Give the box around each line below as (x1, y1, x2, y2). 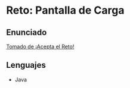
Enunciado (6, 27, 47, 37)
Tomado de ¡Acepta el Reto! (6, 43, 75, 50)
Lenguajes (6, 60, 46, 70)
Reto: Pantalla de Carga (6, 4, 125, 17)
